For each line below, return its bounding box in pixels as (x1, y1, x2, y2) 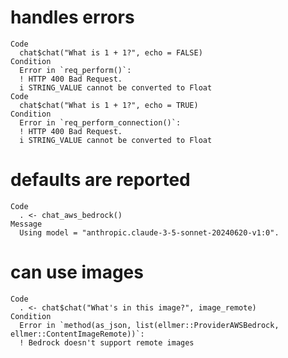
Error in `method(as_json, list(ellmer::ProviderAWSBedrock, (19, 320, 280, 330)
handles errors (10, 6, 135, 29)
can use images (10, 261, 144, 284)
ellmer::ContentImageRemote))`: (10, 329, 145, 339)
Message (10, 219, 43, 229)
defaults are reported (10, 169, 191, 191)
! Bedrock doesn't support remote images (19, 337, 195, 348)
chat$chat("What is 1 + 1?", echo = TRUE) (19, 100, 199, 110)
